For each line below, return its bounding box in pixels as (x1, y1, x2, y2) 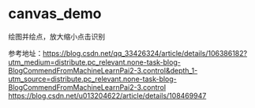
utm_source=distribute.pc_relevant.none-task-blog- (8, 74, 178, 84)
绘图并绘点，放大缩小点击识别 (8, 32, 105, 41)
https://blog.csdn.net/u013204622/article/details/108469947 (8, 91, 207, 100)
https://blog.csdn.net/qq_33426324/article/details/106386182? (43, 48, 247, 58)
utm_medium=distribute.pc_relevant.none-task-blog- (8, 57, 182, 67)
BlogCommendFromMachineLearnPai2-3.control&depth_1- (8, 65, 198, 75)
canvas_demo (8, 5, 102, 23)
